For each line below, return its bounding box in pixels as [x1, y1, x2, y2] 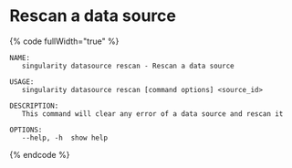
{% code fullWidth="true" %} [9, 36, 120, 47]
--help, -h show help [21, 133, 108, 142]
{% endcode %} [9, 149, 70, 160]
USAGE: [9, 77, 35, 87]
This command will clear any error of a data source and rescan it [21, 109, 284, 119]
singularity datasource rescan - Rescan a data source [21, 61, 235, 70]
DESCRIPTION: [9, 101, 59, 110]
